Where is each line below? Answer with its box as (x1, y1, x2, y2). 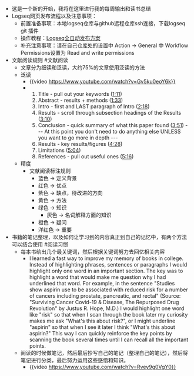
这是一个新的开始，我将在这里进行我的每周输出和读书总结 (11, 5, 151, 12)
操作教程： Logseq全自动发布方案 (20, 35, 101, 41)
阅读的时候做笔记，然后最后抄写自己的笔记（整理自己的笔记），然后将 (20, 350, 188, 356)
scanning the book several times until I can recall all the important (29, 336, 189, 343)
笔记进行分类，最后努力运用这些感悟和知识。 (20, 357, 129, 364)
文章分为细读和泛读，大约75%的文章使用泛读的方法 (20, 64, 145, 71)
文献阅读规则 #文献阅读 (11, 56, 69, 64)
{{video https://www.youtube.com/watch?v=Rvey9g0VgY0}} (29, 364, 176, 370)
